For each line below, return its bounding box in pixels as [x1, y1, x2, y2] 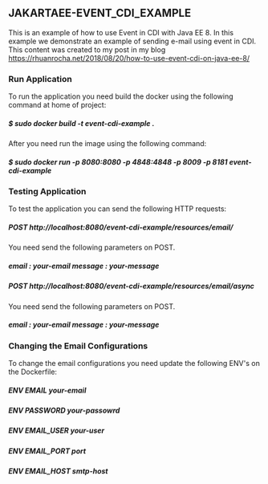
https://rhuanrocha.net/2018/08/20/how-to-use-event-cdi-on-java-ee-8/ [8, 53, 250, 63]
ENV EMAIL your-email [8, 385, 87, 395]
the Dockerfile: [8, 367, 58, 376]
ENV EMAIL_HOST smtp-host [8, 466, 108, 476]
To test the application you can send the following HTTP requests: [8, 204, 227, 214]
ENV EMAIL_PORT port [8, 445, 87, 456]
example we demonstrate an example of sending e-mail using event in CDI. [8, 36, 257, 46]
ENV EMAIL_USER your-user [8, 425, 105, 436]
